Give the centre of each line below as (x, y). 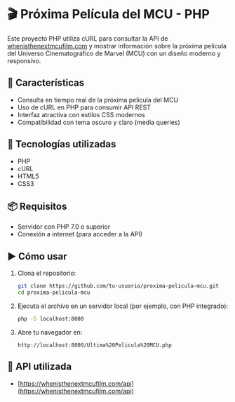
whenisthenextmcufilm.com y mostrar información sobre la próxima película (117, 46)
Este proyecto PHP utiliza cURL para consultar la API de (88, 38)
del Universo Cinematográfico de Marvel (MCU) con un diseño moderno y (114, 53)
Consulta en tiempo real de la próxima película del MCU (98, 100)
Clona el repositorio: (47, 273)
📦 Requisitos (37, 206)
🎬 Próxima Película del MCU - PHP (109, 14)
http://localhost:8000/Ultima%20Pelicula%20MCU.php (94, 345)
